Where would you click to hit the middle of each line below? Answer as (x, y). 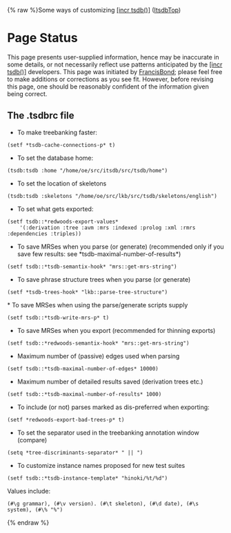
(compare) (32, 440)
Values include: (29, 491)
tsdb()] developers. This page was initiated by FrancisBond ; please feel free (115, 71)
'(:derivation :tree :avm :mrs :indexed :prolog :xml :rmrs (108, 228)
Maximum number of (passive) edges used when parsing (98, 356)
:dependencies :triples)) (44, 234)
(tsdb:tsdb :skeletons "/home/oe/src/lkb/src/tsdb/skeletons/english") (112, 196)
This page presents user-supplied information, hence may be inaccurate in (113, 57)
